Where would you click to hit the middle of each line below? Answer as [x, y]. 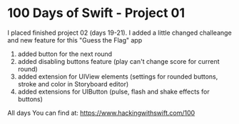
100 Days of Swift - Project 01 [96, 13]
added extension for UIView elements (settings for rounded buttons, [118, 77]
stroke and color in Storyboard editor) [73, 84]
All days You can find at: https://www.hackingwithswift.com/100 [101, 113]
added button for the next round [65, 54]
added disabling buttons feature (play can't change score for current [118, 61]
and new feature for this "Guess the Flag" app [75, 40]
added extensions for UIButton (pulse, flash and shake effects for [113, 91]
